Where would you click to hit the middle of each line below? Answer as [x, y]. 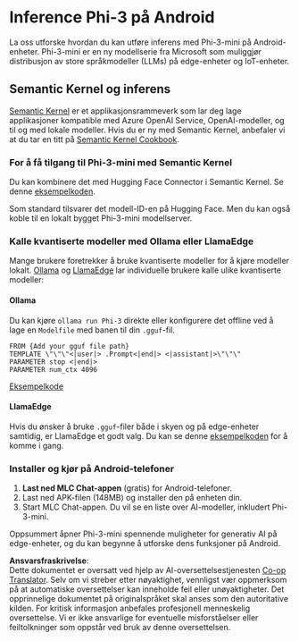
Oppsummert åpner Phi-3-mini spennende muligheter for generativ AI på [143, 534]
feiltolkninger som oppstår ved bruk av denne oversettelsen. [120, 628]
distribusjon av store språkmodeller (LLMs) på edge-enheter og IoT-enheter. [149, 61]
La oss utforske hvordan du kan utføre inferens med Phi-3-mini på [130, 42]
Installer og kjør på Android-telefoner [92, 468]
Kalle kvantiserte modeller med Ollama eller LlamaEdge [132, 241]
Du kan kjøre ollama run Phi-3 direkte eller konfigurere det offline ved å [141, 320]
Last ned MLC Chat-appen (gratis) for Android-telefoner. [127, 488]
